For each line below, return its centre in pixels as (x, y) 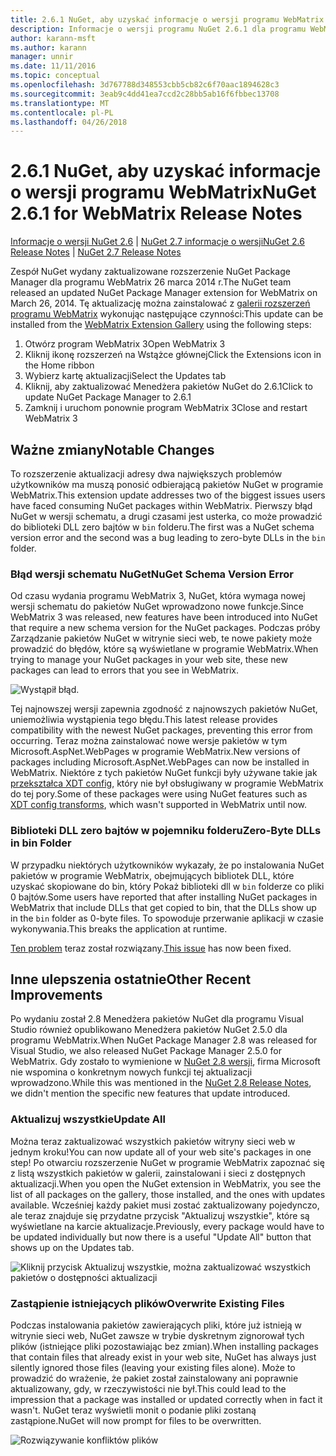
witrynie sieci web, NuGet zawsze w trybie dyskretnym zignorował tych (157, 1335)
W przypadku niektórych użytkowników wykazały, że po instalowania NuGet (167, 865)
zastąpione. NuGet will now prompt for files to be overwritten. (136, 1420)
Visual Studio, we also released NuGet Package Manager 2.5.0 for (146, 1051)
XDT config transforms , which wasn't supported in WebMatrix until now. (159, 805)
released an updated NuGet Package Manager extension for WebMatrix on (164, 293)
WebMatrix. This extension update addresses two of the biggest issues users (168, 495)
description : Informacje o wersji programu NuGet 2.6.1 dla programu (158, 29)
